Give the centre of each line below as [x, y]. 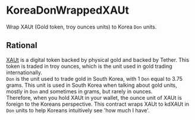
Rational [22, 45]
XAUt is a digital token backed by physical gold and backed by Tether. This [97, 59]
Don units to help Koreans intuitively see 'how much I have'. [78, 110]
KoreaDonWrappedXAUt [68, 10]
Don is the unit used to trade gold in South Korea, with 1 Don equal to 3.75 [95, 78]
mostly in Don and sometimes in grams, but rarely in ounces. [79, 91]
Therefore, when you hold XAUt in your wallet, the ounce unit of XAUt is [94, 97]
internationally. [24, 72]
